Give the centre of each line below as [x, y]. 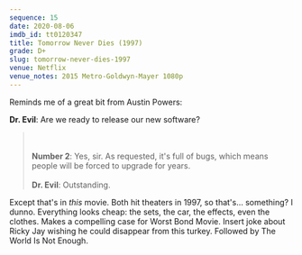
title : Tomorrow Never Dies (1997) [76, 43]
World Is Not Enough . [49, 241]
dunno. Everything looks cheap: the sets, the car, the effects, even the [140, 212]
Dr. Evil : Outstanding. [71, 185]
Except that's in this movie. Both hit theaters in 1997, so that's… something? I [151, 202]
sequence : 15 [34, 18]
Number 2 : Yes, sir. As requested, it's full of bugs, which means [150, 156]
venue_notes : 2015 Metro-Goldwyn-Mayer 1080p [96, 77]
